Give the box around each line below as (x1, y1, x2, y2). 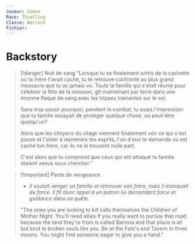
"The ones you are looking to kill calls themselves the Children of (20, 206, 177, 213)
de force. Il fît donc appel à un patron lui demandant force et (29, 189, 176, 196)
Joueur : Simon (6, 8, 41, 15)
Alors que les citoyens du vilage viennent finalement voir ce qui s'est (20, 130, 186, 137)
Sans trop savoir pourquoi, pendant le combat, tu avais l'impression (20, 106, 183, 113)
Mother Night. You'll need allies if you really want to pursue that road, (20, 212, 188, 220)
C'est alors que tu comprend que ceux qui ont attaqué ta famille (20, 154, 175, 161)
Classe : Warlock (6, 19, 46, 25)
